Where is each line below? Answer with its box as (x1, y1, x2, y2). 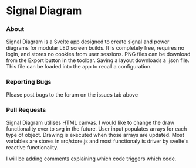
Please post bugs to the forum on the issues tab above (6, 91, 138, 98)
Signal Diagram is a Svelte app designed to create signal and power (6, 38, 170, 45)
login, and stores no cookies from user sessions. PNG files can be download (6, 51, 191, 58)
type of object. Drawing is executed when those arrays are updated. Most (6, 132, 185, 139)
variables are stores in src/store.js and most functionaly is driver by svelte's (6, 138, 189, 145)
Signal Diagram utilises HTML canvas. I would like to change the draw (6, 119, 175, 126)
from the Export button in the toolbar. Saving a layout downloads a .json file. (6, 57, 190, 64)
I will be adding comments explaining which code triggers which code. (6, 155, 177, 162)
